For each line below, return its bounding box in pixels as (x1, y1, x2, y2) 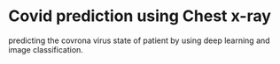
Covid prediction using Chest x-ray (8, 6, 272, 26)
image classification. (8, 44, 83, 54)
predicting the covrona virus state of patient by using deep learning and (8, 35, 271, 46)
